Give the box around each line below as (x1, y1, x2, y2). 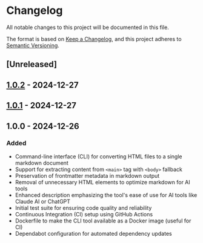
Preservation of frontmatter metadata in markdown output (15, 172, 160, 179)
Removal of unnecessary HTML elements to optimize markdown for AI (15, 178, 191, 186)
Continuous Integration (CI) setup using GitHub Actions (15, 210, 153, 218)
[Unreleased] (6, 59, 58, 70)
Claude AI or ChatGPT (15, 198, 71, 205)
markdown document (15, 159, 68, 166)
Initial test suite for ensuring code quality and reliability (15, 204, 152, 212)
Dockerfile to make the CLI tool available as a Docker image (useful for (15, 217, 191, 224)
